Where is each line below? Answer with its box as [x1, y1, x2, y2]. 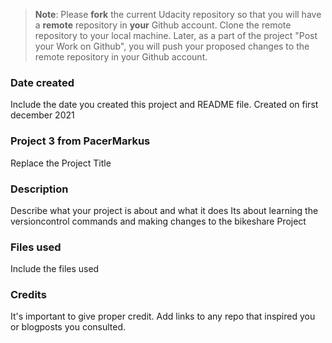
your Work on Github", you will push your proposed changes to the [34, 40, 310, 52]
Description [10, 182, 69, 196]
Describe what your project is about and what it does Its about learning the [10, 204, 319, 216]
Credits [10, 288, 47, 302]
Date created [10, 75, 75, 89]
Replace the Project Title [10, 157, 112, 169]
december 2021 [10, 109, 75, 121]
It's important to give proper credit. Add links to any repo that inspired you [10, 310, 316, 323]
